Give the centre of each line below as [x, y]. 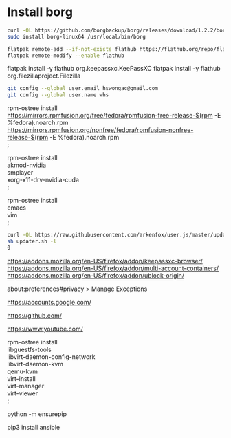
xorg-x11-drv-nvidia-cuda [43, 180]
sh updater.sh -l [32, 241]
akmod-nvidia [27, 165]
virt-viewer [23, 393]
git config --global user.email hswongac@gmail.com [82, 89]
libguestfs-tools [29, 349]
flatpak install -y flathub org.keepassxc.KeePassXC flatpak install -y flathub [114, 69]
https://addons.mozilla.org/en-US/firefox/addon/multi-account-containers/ [113, 268]
